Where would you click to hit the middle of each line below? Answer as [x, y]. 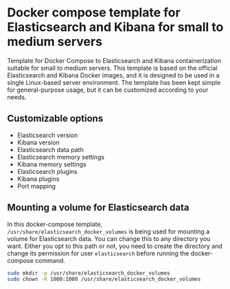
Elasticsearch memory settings [61, 157]
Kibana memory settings [52, 164]
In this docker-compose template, [55, 224]
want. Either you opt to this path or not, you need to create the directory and [115, 246]
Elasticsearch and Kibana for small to [115, 27]
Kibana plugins [38, 179]
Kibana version [38, 142]
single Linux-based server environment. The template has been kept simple [114, 82]
